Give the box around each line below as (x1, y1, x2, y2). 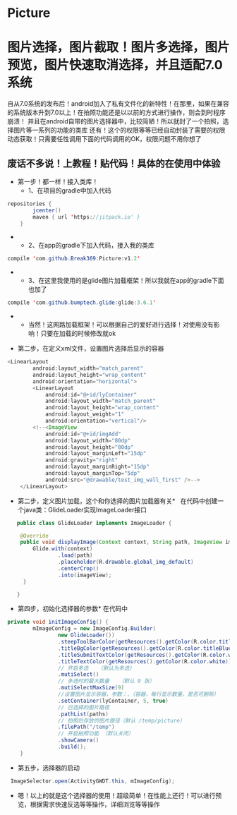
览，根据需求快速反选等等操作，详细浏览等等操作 (17, 799, 160, 809)
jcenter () (32, 207, 61, 214)
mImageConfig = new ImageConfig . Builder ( (32, 625, 157, 632)
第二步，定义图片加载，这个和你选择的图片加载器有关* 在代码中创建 (17, 496, 218, 505)
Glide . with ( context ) (32, 545, 93, 553)
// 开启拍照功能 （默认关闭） (57, 730, 134, 737)
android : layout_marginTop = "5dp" (44, 470, 140, 477)
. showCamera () (57, 737, 99, 744)
